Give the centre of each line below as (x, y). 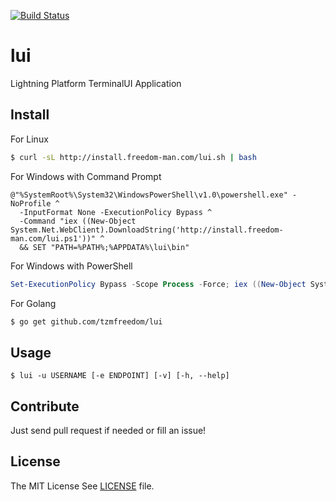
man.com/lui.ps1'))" (53, 238)
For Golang (33, 303)
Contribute (45, 406)
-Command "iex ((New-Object (78, 221)
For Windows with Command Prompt (86, 176)
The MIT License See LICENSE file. (82, 486)
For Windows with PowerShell (71, 266)
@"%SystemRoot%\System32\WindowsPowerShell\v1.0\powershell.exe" (149, 195)
